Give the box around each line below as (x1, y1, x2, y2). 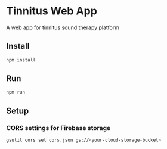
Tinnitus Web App (6, 4, 97, 18)
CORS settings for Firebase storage (6, 123, 111, 132)
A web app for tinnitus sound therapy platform (6, 24, 119, 31)
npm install (6, 57, 36, 63)
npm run (6, 89, 26, 95)
